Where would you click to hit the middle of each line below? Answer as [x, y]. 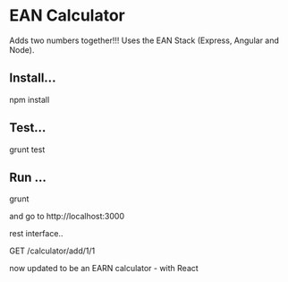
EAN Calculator [67, 16]
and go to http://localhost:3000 [67, 217]
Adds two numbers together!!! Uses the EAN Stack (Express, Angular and [144, 40]
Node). [22, 49]
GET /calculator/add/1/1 [52, 251]
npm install [30, 99]
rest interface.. [36, 234]
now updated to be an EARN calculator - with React [104, 269]
